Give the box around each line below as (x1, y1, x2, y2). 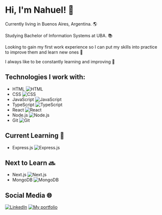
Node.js (12, 112, 28, 118)
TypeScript (12, 102, 35, 107)
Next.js (12, 172, 27, 178)
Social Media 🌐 (5, 191, 52, 199)
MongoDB (12, 177, 33, 183)
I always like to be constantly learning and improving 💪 (5, 58, 115, 64)
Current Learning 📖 (5, 132, 65, 140)
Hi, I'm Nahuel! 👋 (5, 4, 74, 16)
